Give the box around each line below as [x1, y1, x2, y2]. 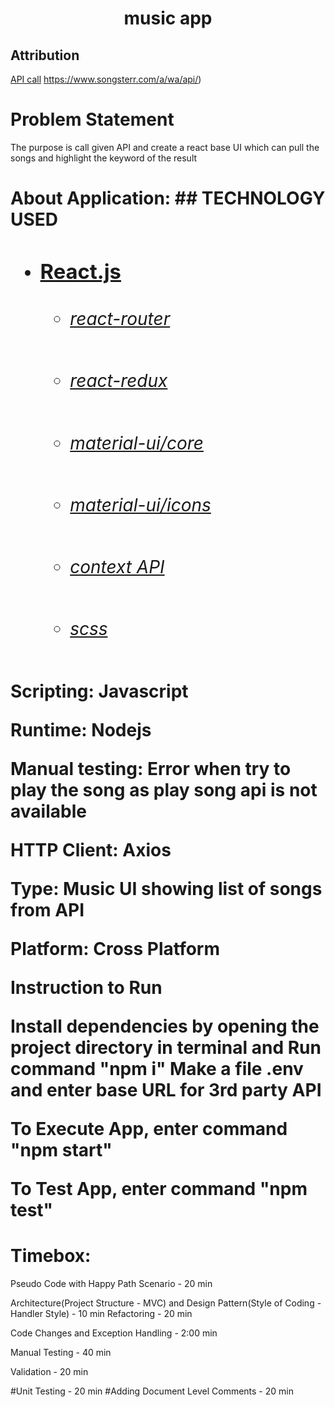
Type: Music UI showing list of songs [10, 877, 323, 900]
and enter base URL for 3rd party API [10, 1078, 322, 1101]
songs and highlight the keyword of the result [10, 152, 198, 164]
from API [10, 898, 85, 921]
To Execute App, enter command [10, 1117, 288, 1140]
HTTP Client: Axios [10, 838, 172, 861]
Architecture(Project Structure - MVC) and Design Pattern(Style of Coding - [10, 1297, 322, 1309]
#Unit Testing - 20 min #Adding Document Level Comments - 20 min [10, 1385, 294, 1397]
